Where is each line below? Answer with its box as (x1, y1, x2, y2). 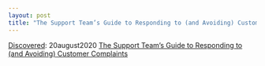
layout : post (8, 11, 51, 20)
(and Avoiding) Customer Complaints (8, 49, 129, 58)
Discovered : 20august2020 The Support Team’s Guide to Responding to (8, 40, 243, 49)
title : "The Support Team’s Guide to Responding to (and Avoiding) (8, 19, 235, 27)
